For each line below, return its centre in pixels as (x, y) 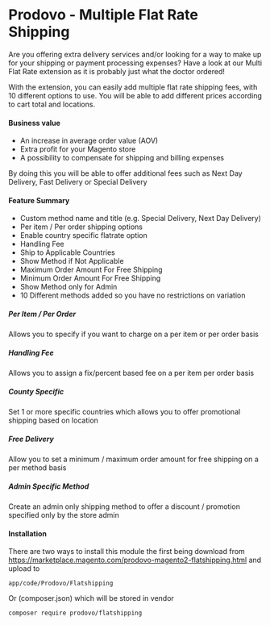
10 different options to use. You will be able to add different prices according (135, 95)
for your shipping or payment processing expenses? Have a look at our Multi (135, 63)
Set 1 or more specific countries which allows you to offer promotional (125, 412)
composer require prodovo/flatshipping (75, 613)
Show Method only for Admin (69, 287)
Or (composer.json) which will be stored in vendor (91, 598)
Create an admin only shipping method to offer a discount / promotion (124, 506)
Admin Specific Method (49, 486)
